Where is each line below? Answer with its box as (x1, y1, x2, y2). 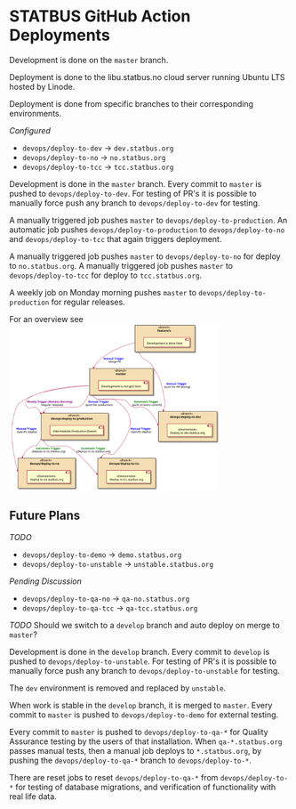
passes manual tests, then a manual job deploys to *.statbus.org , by (9, 745, 262, 756)
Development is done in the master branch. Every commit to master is (9, 178, 262, 189)
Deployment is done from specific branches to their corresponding (9, 98, 253, 109)
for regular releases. (51, 296, 126, 307)
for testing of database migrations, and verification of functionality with (15, 781, 276, 792)
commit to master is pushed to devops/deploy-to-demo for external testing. (9, 709, 279, 720)
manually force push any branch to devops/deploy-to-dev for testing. (9, 198, 260, 208)
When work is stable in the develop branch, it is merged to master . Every (9, 700, 273, 710)
